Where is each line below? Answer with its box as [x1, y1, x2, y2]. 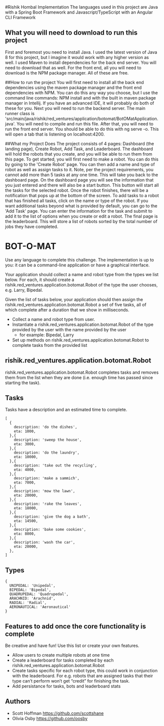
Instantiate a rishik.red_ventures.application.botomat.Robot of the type [12, 322, 154, 327]
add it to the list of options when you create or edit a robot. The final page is [5, 213, 158, 219]
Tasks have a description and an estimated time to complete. [5, 407, 127, 413]
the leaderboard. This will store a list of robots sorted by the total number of [5, 218, 158, 224]
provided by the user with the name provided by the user [12, 326, 127, 332]
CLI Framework [5, 15, 36, 20]
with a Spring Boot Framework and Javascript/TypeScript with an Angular [5, 9, 153, 15]
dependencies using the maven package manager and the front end [5, 84, 142, 90]
